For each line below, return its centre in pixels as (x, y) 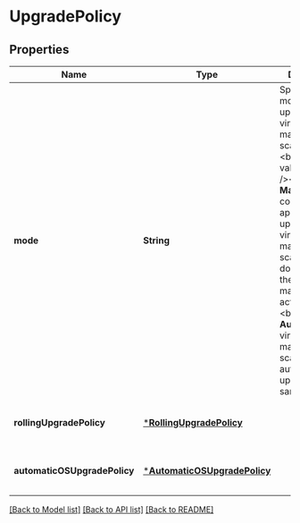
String (156, 240)
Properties (39, 50)
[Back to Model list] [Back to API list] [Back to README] (112, 510)
